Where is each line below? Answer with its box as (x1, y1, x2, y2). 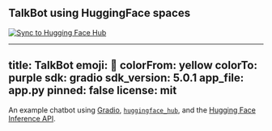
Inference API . (8, 113, 56, 123)
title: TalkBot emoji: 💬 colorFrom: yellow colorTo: (8, 59, 257, 72)
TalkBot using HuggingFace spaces (8, 6, 191, 20)
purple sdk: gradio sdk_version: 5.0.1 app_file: (8, 72, 244, 85)
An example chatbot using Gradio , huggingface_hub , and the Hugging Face (8, 104, 257, 115)
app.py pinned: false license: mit (8, 84, 177, 97)
